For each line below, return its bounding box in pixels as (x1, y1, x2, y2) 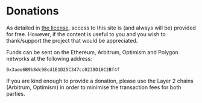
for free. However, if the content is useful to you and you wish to (6, 30, 166, 37)
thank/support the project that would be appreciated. (6, 37, 138, 44)
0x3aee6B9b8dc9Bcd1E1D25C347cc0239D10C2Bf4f (6, 66, 120, 73)
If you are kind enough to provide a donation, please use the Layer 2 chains (6, 77, 194, 84)
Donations (6, 4, 59, 18)
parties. (6, 90, 25, 97)
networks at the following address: (6, 55, 92, 62)
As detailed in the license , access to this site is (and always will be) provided (6, 24, 196, 31)
